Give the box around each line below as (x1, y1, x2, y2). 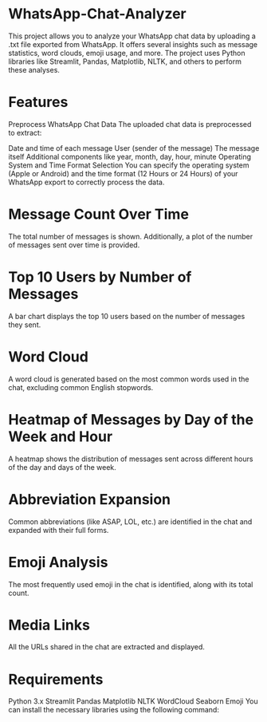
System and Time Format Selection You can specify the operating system (8, 160, 249, 170)
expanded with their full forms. (8, 525, 109, 535)
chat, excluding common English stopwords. (8, 382, 154, 392)
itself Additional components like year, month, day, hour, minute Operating (8, 152, 252, 161)
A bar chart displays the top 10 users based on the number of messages (8, 311, 245, 321)
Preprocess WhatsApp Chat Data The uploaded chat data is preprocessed (8, 119, 252, 128)
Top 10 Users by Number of (8, 268, 192, 286)
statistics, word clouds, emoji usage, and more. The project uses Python (8, 48, 245, 57)
